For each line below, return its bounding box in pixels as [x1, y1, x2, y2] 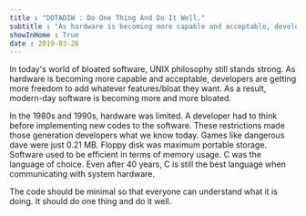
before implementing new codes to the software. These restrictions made [9, 120, 285, 131]
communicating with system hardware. [9, 169, 156, 180]
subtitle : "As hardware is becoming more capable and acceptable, [9, 22, 271, 31]
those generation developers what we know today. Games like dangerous [9, 129, 285, 141]
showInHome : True [9, 30, 79, 39]
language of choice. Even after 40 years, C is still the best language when [9, 159, 287, 170]
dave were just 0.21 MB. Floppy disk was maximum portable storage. [9, 139, 267, 150]
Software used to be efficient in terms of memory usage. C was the [9, 149, 262, 160]
